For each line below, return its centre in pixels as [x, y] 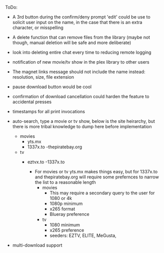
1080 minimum [65, 225]
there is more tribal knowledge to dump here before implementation [82, 126]
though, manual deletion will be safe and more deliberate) [72, 43]
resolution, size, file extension [43, 77]
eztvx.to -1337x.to [46, 162]
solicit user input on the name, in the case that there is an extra [77, 22]
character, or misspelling [38, 28]
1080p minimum [66, 203]
